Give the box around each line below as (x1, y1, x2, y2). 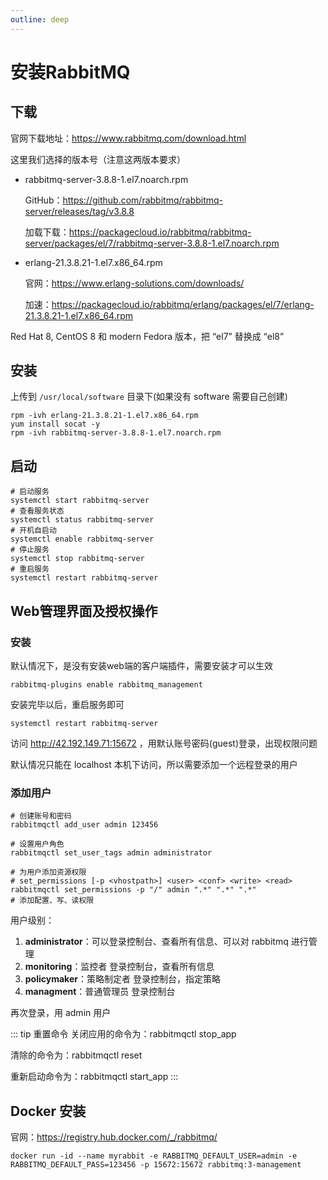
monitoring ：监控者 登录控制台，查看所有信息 (24, 961, 215, 973)
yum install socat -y (10, 419, 101, 430)
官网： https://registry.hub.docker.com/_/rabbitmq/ (10, 1131, 218, 1143)
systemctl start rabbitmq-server (10, 496, 150, 506)
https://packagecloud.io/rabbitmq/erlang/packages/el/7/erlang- (51, 298, 315, 310)
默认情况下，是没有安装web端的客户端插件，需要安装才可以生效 (10, 659, 273, 671)
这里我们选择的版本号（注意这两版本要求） (10, 153, 186, 165)
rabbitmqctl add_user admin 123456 (10, 820, 159, 830)
